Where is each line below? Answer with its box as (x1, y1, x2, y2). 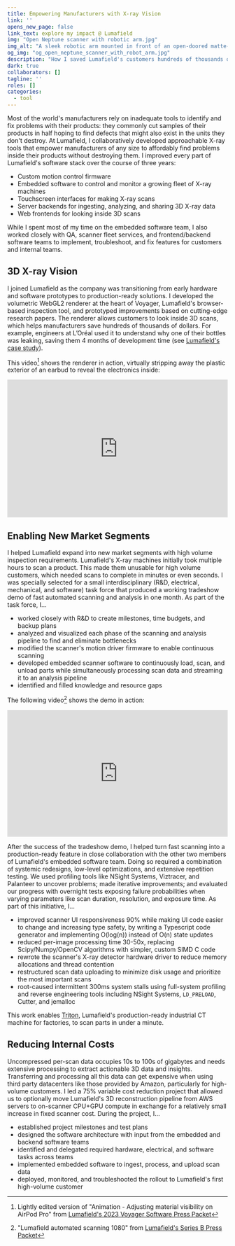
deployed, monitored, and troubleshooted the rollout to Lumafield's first (17, 1175, 224, 1183)
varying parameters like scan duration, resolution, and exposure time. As (7, 894, 217, 903)
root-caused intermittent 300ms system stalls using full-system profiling (17, 982, 226, 990)
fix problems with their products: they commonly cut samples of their (7, 122, 206, 129)
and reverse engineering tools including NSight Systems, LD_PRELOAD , (17, 990, 216, 998)
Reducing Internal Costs (7, 1039, 115, 1051)
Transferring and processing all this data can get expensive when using (7, 1072, 213, 1080)
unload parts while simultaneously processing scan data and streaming (17, 666, 223, 675)
